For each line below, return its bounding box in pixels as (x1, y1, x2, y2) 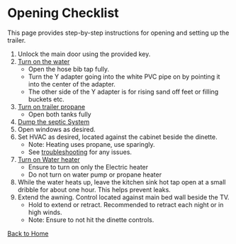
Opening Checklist (7, 5, 119, 21)
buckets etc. (28, 94, 65, 104)
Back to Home (7, 229, 49, 238)
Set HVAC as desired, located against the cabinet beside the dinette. (17, 133, 218, 141)
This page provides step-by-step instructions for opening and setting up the (7, 28, 230, 37)
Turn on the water (17, 57, 70, 65)
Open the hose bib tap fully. (28, 65, 110, 73)
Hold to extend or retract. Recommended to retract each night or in (28, 200, 224, 209)
